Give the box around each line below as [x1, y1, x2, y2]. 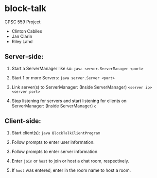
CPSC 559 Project [4, 19, 41, 25]
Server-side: [4, 53, 44, 61]
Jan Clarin [11, 33, 33, 39]
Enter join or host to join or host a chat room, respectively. [11, 158, 129, 163]
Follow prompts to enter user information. [11, 139, 95, 145]
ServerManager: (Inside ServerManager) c [11, 103, 97, 109]
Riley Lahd [11, 38, 33, 44]
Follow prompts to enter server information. [11, 148, 99, 154]
